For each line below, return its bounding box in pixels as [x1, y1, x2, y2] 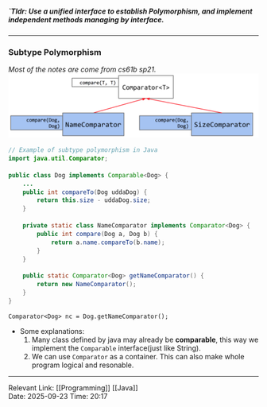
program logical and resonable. [31, 360, 134, 370]
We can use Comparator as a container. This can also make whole [31, 351, 245, 361]
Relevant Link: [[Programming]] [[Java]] [8, 382, 138, 393]
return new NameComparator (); [37, 281, 137, 289]
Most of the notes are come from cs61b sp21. [8, 64, 157, 75]
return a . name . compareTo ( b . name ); [50, 238, 165, 246]
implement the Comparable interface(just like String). [31, 343, 201, 353]
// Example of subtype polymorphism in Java [8, 146, 158, 154]
